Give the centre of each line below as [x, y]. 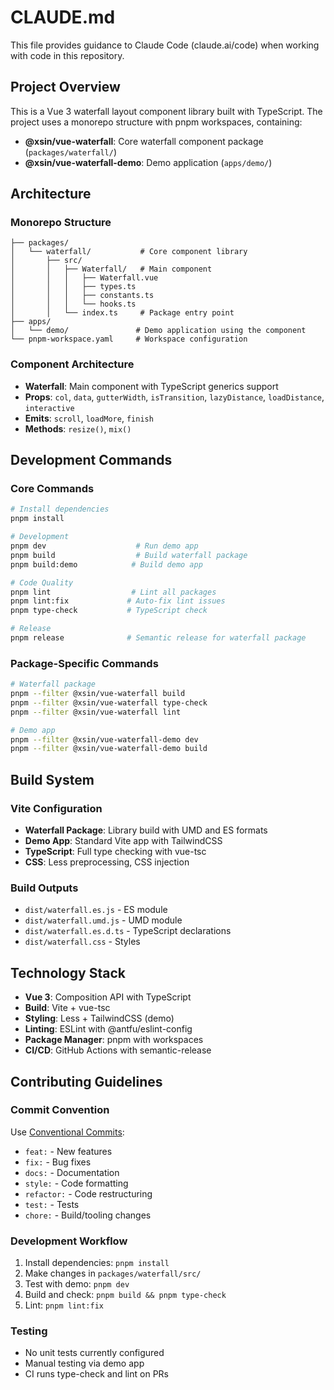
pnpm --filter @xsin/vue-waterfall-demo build [109, 749]
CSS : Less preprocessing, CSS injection [107, 862]
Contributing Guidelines [86, 1081]
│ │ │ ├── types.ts [73, 287]
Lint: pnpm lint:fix [64, 1305]
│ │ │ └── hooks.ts [73, 304]
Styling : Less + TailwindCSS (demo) [99, 1018]
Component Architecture [72, 364]
